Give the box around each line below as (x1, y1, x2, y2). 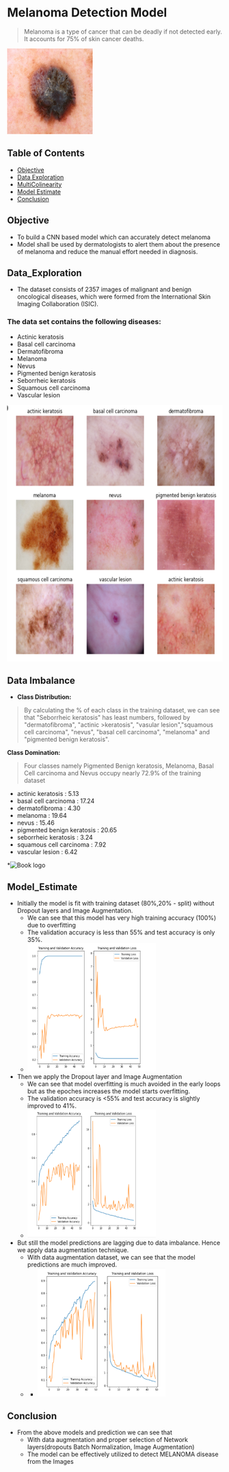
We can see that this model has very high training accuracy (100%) (27, 914, 217, 922)
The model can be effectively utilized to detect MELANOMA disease (27, 1450, 219, 1458)
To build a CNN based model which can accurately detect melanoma (16, 233, 211, 241)
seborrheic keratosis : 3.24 (16, 834, 94, 842)
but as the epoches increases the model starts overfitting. (27, 1087, 190, 1095)
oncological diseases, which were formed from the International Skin (16, 292, 211, 301)
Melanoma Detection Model (7, 5, 167, 21)
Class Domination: (7, 749, 61, 757)
